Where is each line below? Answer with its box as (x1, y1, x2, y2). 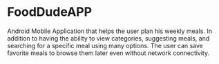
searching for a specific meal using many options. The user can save (7, 41, 204, 50)
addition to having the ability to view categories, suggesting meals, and (7, 34, 210, 42)
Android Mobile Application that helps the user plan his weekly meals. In (7, 27, 213, 35)
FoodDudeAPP (7, 4, 92, 20)
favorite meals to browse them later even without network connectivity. (7, 49, 209, 57)
